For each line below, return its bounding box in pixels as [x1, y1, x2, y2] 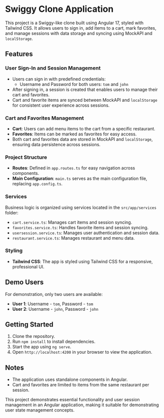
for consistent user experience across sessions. [12, 102, 110, 108]
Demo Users [5, 278, 44, 287]
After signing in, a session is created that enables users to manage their [12, 86, 158, 92]
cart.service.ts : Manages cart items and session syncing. [12, 219, 132, 225]
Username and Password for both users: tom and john [19, 81, 129, 87]
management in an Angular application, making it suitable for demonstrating [5, 402, 159, 408]
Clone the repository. [12, 334, 55, 339]
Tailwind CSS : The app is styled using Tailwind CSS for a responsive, [12, 258, 153, 264]
